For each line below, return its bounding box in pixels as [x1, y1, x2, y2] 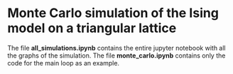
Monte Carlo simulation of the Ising [7, 5, 219, 21]
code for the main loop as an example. [7, 58, 119, 67]
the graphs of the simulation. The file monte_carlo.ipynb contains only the [7, 51, 226, 60]
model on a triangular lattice [7, 20, 177, 36]
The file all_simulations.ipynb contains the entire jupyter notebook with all [7, 43, 226, 52]
